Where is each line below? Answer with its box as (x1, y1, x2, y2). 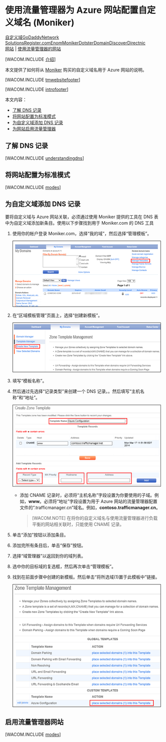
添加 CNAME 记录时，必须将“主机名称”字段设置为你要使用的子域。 (19, 492, 155, 498)
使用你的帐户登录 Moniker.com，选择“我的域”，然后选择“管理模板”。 (12, 231, 152, 237)
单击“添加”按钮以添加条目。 (12, 532, 69, 538)
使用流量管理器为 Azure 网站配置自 (5, 4, 147, 16)
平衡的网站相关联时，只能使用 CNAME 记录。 (32, 521, 124, 527)
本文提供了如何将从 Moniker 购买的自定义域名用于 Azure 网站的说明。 (5, 66, 147, 72)
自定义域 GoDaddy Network (5, 34, 59, 40)
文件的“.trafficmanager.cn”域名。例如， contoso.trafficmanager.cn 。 (19, 504, 161, 510)
